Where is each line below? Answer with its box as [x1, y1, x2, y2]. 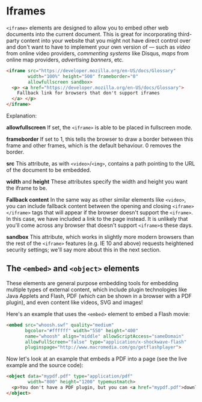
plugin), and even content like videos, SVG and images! [6, 298, 143, 306]
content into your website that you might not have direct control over [20, 37, 191, 44]
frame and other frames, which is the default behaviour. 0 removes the [6, 142, 182, 149]
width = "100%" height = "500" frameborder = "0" [28, 73, 138, 79]
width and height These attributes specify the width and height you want [6, 178, 188, 185]
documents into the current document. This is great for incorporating [6, 30, 177, 37]
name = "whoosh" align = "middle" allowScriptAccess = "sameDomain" [25, 333, 185, 339]
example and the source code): [6, 362, 84, 369]
